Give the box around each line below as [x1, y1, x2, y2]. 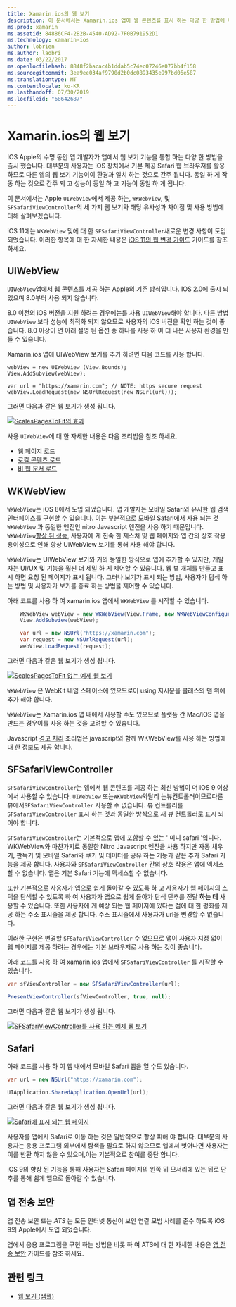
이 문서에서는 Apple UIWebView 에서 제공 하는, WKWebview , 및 [7, 194, 171, 202]
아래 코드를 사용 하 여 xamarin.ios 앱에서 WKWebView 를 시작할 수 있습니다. [7, 596, 209, 605]
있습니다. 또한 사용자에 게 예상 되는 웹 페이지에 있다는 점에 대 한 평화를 [27, 901, 221, 910]
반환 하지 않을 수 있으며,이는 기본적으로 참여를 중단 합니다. [20, 1150, 180, 1159]
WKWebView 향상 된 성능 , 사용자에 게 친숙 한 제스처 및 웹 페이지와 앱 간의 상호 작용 [7, 531, 226, 540]
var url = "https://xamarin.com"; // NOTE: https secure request [7, 382, 202, 390]
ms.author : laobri [7, 50, 61, 57]
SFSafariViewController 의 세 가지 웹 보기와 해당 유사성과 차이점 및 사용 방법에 [7, 202, 225, 211]
